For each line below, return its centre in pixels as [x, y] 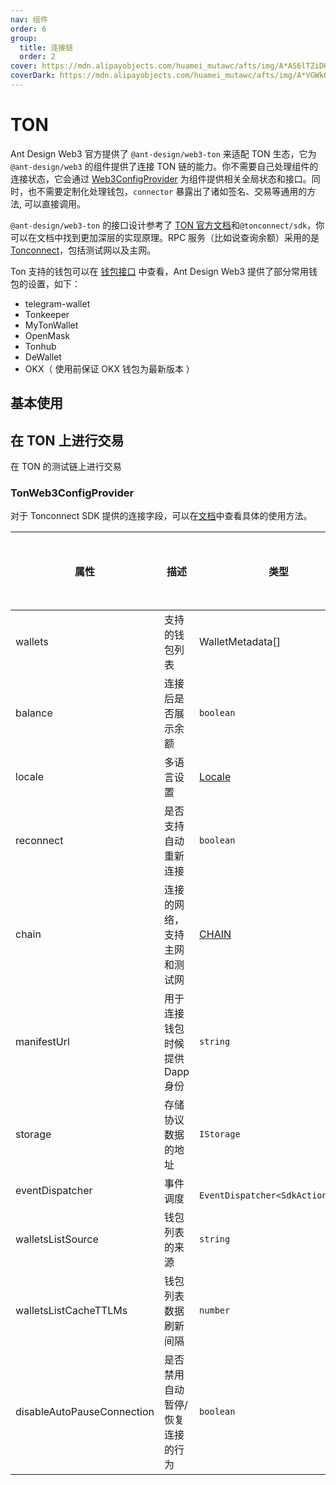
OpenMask [47, 335]
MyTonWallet [51, 325]
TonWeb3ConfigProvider [72, 493]
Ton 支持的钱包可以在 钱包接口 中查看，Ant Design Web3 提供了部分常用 [160, 271]
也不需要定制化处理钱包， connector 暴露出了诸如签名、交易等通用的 [167, 191]
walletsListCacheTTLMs [71, 1311]
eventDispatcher [54, 1191]
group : [24, 38]
